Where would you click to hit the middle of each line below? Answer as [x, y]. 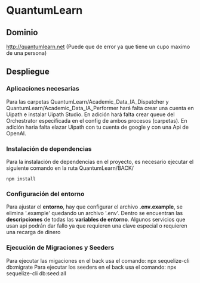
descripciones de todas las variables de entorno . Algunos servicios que [96, 220]
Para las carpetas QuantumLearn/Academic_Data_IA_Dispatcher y [87, 101]
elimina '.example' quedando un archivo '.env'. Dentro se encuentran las [95, 213]
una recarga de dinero [33, 232]
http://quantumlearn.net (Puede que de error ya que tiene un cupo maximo [98, 46]
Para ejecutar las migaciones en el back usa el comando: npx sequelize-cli [98, 260]
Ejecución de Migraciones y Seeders [60, 248]
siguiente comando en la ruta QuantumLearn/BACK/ [70, 168]
